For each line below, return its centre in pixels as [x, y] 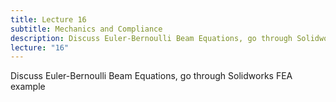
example [28, 87]
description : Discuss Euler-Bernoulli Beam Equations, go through [151, 38]
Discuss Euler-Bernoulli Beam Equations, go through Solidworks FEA [151, 76]
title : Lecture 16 [48, 19]
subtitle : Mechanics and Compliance [86, 29]
